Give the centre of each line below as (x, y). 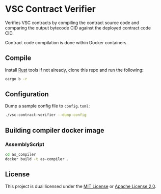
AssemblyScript (25, 144)
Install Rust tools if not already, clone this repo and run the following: (74, 70)
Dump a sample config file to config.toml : (47, 106)
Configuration (27, 94)
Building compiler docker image (55, 130)
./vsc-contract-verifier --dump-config (46, 115)
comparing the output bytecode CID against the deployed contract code (78, 28)
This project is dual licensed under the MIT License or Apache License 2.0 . (81, 186)
